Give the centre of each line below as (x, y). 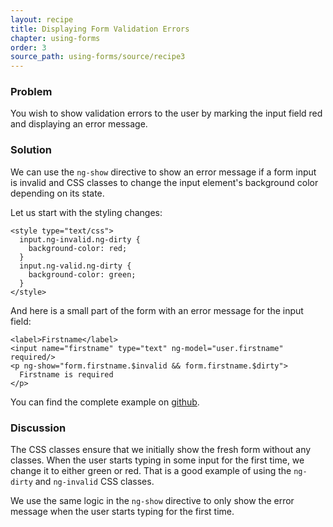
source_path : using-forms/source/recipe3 (98, 57)
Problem (31, 92)
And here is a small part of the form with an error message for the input (157, 310)
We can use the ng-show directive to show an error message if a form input (163, 172)
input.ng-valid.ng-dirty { (75, 266)
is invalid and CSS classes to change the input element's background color (164, 182)
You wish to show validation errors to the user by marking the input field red (166, 113)
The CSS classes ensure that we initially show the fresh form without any (161, 450)
